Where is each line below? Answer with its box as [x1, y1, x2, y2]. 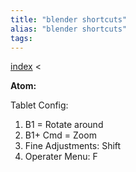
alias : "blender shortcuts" [10, 24, 128, 34]
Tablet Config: [10, 99, 69, 111]
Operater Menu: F [24, 151, 98, 163]
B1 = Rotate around [24, 119, 104, 131]
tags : [10, 33, 33, 43]
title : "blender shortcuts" [10, 14, 128, 25]
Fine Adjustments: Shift [24, 140, 122, 152]
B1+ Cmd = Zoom [24, 129, 97, 141]
